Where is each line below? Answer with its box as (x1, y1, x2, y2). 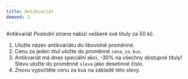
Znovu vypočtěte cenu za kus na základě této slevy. (14, 66, 140, 73)
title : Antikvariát (6, 8, 54, 15)
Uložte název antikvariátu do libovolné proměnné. (14, 42, 135, 49)
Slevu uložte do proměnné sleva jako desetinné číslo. (14, 60, 144, 67)
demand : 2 (6, 14, 31, 20)
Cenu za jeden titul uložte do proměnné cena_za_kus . (14, 47, 142, 54)
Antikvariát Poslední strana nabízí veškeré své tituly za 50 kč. (6, 30, 155, 37)
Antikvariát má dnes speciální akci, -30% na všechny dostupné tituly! (14, 54, 182, 61)
